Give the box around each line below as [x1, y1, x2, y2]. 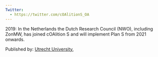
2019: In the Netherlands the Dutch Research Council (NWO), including [5, 25, 153, 31]
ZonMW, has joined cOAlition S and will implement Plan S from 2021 [5, 31, 147, 37]
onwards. [5, 36, 25, 42]
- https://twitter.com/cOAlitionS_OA [10, 12, 90, 17]
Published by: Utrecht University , [5, 46, 74, 52]
